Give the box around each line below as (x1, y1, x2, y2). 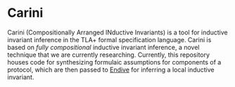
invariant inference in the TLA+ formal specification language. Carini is (7, 35, 212, 43)
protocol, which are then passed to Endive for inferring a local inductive (7, 65, 215, 74)
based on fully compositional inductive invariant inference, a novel (7, 43, 200, 51)
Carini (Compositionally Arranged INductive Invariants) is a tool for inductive (7, 28, 228, 36)
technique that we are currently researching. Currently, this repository (7, 51, 210, 59)
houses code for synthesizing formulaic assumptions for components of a (7, 58, 222, 66)
